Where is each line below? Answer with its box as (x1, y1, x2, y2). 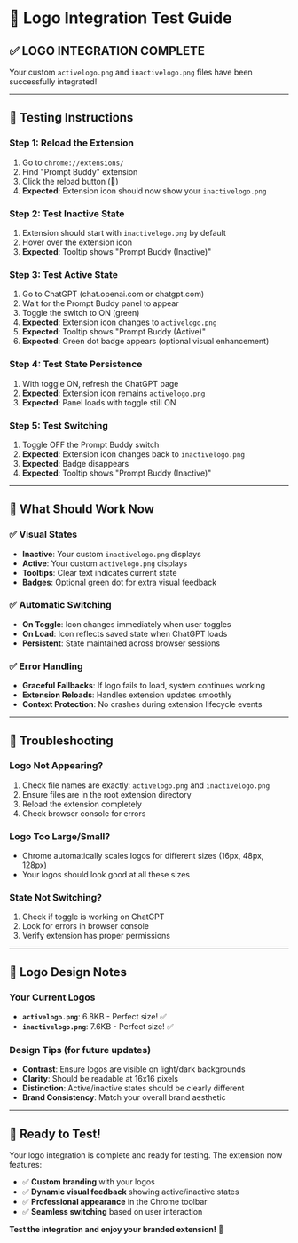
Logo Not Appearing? (9, 759, 104, 772)
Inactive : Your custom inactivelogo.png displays (21, 548, 201, 559)
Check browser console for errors (21, 807, 146, 819)
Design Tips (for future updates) (9, 1044, 152, 1057)
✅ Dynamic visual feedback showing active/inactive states (21, 1186, 239, 1197)
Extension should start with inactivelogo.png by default (21, 227, 226, 238)
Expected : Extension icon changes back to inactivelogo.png (21, 448, 246, 460)
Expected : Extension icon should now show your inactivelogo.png (21, 185, 267, 196)
